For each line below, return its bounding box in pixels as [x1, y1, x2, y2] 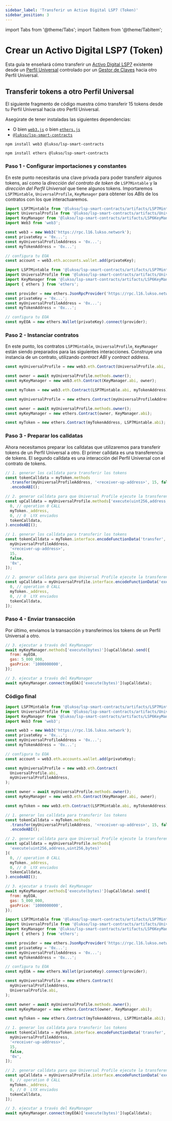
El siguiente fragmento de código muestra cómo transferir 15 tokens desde [5, 101, 163, 107]
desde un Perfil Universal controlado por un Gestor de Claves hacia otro [5, 67, 157, 73]
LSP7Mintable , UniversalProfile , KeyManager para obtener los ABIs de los [5, 191, 159, 197]
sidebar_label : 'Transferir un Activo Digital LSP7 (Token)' [5, 7, 139, 13]
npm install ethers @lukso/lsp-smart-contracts [5, 151, 109, 156]
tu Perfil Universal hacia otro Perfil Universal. [5, 106, 100, 113]
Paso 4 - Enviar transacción [5, 616, 76, 623]
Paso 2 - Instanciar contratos [5, 331, 79, 338]
